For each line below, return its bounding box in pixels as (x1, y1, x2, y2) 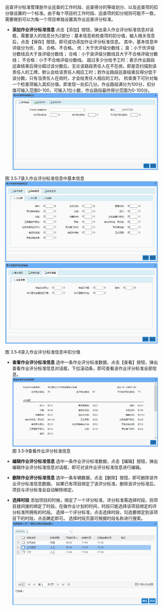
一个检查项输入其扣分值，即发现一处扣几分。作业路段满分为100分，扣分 (12, 82, 156, 87)
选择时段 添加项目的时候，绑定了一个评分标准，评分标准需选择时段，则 (12, 497, 154, 503)
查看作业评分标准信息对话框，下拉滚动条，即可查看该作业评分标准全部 (12, 366, 153, 372)
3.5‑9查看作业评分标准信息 (17, 448, 71, 454)
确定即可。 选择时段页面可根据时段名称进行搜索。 (46, 515, 146, 521)
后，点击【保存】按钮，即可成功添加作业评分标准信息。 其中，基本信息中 (12, 39, 158, 45)
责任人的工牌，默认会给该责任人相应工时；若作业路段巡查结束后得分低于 (12, 69, 157, 75)
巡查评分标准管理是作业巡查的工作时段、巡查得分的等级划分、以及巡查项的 (5, 4, 154, 10)
